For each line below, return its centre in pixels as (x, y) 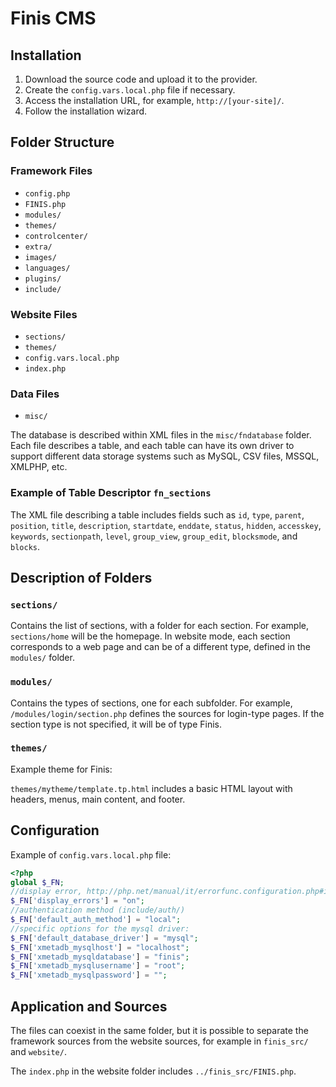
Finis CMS (53, 18)
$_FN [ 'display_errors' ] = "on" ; (77, 901)
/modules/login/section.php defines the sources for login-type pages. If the (167, 713)
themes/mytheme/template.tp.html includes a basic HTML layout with (151, 788)
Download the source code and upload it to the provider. (141, 79)
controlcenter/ (56, 236)
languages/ (47, 268)
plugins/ (43, 278)
